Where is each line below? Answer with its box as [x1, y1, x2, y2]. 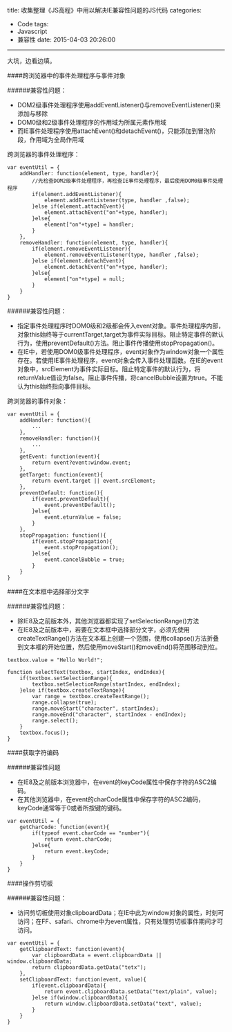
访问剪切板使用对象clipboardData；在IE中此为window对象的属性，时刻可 [17, 909, 224, 916]
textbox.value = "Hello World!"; [7, 657, 104, 664]
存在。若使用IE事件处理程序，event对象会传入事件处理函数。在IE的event [17, 356, 223, 364]
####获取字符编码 [7, 749, 59, 756]
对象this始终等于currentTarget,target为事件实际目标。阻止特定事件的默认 [17, 330, 224, 338]
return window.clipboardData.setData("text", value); [43, 1000, 202, 1007]
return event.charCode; [43, 836, 113, 843]
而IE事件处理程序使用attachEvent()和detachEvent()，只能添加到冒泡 [17, 127, 211, 135]
